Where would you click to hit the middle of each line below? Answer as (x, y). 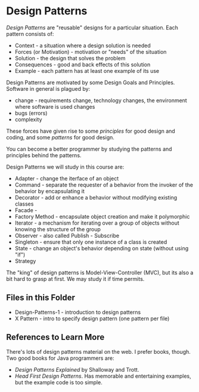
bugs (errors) (31, 113)
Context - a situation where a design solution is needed (83, 45)
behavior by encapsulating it (50, 191)
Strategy (25, 261)
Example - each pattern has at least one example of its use (87, 71)
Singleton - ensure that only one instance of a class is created (91, 242)
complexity (29, 119)
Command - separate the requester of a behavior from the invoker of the (104, 185)
